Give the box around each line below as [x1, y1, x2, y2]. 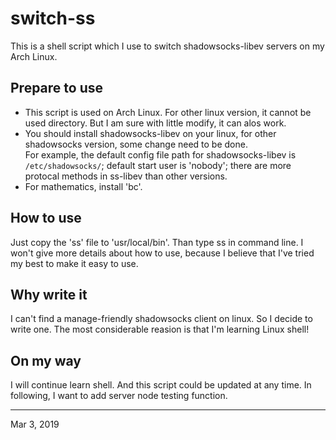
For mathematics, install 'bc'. [24, 180, 143, 192]
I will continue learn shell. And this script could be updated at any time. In [10, 379, 312, 391]
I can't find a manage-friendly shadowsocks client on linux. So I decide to [10, 313, 313, 325]
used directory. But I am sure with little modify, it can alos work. [24, 117, 287, 129]
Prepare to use [10, 80, 103, 97]
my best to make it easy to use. [10, 257, 139, 269]
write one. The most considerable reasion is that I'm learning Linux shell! [10, 323, 310, 336]
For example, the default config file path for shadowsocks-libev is [24, 148, 297, 161]
